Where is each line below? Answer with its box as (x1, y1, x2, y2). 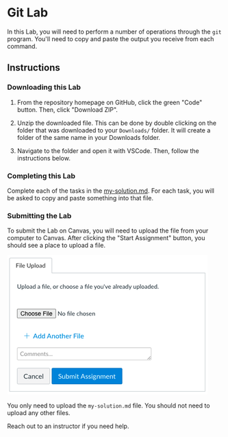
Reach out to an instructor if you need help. (7, 422, 129, 430)
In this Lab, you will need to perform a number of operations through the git (7, 27, 222, 36)
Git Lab (7, 5, 49, 21)
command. (7, 42, 38, 50)
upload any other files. (7, 409, 71, 417)
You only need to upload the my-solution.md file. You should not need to (7, 401, 210, 410)
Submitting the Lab (7, 211, 72, 220)
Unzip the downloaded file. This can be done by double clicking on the (16, 119, 217, 127)
